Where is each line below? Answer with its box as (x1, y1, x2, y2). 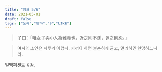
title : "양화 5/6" (5, 7, 41, 12)
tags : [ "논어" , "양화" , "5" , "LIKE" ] (5, 21, 72, 26)
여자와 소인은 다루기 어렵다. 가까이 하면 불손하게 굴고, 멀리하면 (17, 45, 136, 51)
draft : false (5, 16, 32, 21)
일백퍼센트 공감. (5, 62, 36, 68)
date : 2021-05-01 (5, 12, 41, 17)
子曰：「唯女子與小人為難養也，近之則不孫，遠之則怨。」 (17, 35, 129, 41)
